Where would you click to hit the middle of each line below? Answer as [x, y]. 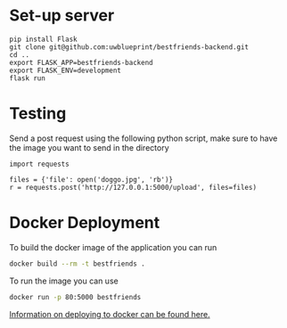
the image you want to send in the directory [89, 147]
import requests [39, 164]
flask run [28, 78]
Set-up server [62, 16]
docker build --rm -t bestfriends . [77, 264]
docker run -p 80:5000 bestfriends [75, 297]
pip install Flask [43, 39]
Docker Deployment [85, 223]
